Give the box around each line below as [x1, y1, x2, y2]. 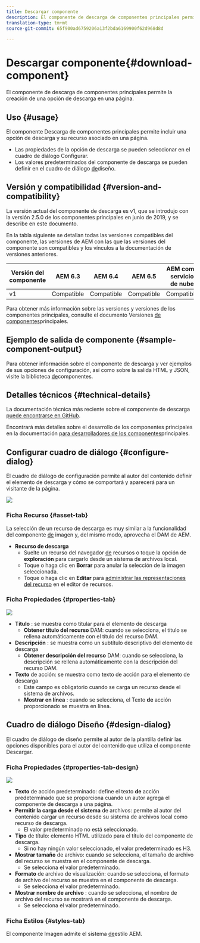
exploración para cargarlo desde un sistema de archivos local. [23, 555, 178, 562]
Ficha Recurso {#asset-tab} [6, 511, 88, 519]
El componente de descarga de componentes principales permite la [6, 89, 173, 96]
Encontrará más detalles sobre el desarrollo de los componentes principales [6, 424, 193, 431]
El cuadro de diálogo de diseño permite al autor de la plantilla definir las [6, 736, 182, 743]
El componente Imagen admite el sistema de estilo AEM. [6, 930, 143, 938]
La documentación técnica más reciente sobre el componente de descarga [6, 406, 190, 413]
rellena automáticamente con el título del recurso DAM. [23, 632, 159, 640]
